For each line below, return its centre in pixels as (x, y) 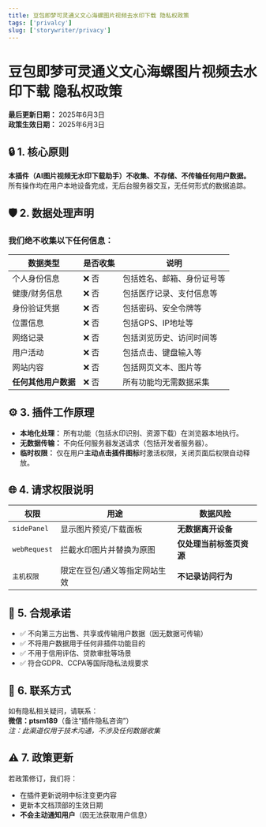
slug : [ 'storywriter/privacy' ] (60, 30)
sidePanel (30, 529)
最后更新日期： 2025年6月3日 (56, 114)
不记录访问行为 (205, 577)
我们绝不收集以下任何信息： (61, 241)
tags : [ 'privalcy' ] (40, 23)
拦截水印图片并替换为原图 (108, 550)
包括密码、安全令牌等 (163, 308)
